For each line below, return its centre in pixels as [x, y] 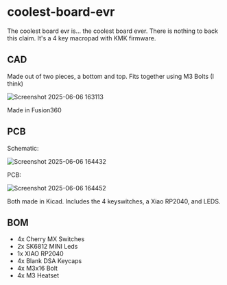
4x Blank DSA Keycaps [49, 261]
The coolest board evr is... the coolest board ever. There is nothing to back [112, 31]
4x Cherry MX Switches [51, 239]
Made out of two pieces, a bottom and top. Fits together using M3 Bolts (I [111, 76]
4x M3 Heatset [38, 275]
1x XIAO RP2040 [40, 253]
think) [15, 84]
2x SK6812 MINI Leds [47, 247]
